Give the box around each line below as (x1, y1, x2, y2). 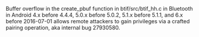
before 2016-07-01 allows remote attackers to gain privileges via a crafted (5, 18, 190, 24)
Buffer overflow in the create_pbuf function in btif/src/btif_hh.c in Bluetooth (5, 5, 193, 12)
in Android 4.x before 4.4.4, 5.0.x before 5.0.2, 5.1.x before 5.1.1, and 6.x (5, 11, 183, 18)
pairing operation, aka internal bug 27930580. (5, 24, 120, 31)
